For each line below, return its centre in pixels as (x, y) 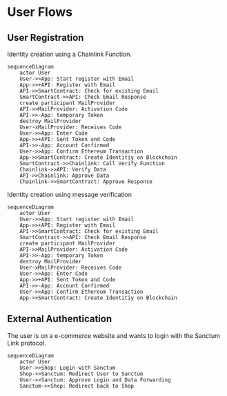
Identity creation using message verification (70, 195)
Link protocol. (27, 343)
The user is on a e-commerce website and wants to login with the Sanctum (114, 335)
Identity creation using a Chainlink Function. (70, 54)
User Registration (46, 38)
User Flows (40, 12)
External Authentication (60, 319)
